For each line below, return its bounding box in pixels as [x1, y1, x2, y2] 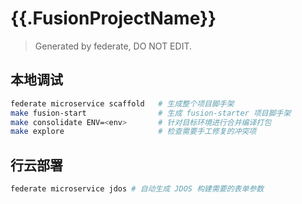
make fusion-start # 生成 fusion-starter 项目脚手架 [10, 108, 292, 118]
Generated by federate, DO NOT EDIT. [34, 40, 192, 52]
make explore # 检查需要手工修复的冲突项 [10, 127, 257, 137]
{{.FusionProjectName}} [10, 7, 217, 30]
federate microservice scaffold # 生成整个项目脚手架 [10, 98, 235, 109]
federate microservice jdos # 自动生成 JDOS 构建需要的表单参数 [10, 184, 265, 194]
